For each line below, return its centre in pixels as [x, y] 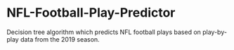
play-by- [215, 32]
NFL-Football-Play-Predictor [91, 13]
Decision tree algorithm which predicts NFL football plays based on [104, 32]
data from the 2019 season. [60, 39]
